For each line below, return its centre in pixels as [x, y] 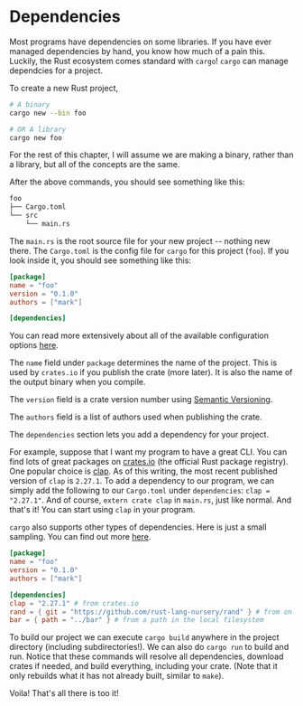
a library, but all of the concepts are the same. [95, 165]
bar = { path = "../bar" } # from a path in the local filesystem [137, 620]
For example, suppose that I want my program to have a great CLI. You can [148, 452]
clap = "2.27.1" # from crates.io [74, 603]
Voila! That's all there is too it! [64, 693]
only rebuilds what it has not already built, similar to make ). [117, 676]
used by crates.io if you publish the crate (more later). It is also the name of [151, 372]
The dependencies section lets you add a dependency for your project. [139, 435]
